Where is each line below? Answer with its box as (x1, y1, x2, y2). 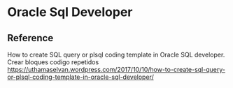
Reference (7, 32, 54, 44)
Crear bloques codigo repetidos (7, 58, 99, 66)
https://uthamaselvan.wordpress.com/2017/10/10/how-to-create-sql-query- (7, 66, 226, 73)
